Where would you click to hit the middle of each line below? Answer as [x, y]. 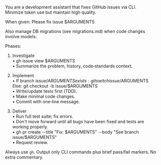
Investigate [23, 55]
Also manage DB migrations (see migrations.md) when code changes [75, 31]
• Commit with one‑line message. [46, 102]
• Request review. [30, 142]
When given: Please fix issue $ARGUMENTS [50, 22]
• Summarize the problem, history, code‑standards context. [72, 66]
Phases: [13, 46]
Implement [23, 75]
